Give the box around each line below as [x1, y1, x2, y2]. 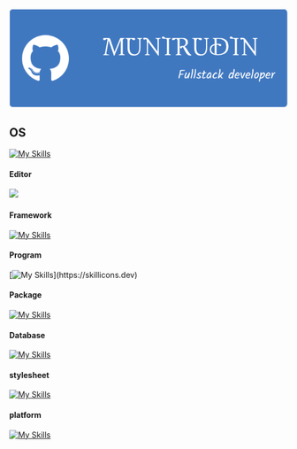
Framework [9, 209, 52, 221]
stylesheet [9, 369, 50, 380]
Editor [9, 168, 33, 179]
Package [9, 290, 42, 300]
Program [9, 250, 42, 260]
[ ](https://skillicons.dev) [9, 269, 138, 280]
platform [9, 409, 42, 420]
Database [9, 329, 46, 340]
